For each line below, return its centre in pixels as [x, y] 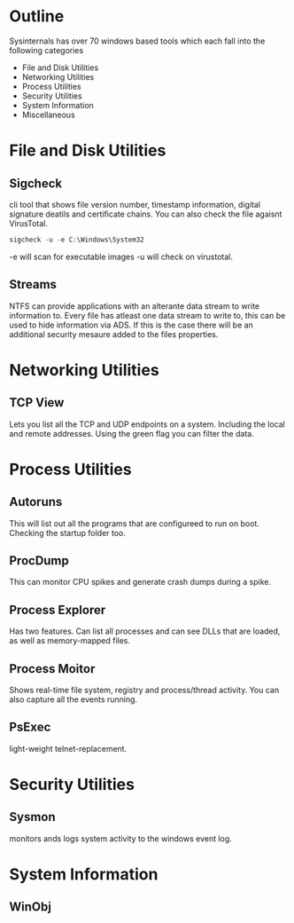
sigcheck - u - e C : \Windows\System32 [77, 240]
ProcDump [39, 561]
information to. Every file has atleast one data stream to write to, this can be [147, 315]
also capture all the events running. [73, 699]
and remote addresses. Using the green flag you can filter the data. [132, 433]
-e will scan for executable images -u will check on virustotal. [121, 256]
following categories [46, 50]
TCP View [37, 402]
